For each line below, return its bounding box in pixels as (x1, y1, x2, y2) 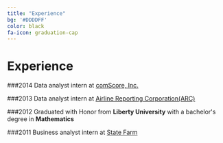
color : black (7, 23, 45, 29)
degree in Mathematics (7, 115, 74, 123)
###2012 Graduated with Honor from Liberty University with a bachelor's (7, 107, 216, 116)
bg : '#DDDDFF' (7, 16, 48, 23)
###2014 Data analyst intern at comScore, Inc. (7, 81, 139, 90)
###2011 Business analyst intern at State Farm (7, 128, 138, 137)
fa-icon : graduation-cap (7, 29, 78, 36)
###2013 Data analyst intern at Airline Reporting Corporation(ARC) (7, 94, 196, 103)
